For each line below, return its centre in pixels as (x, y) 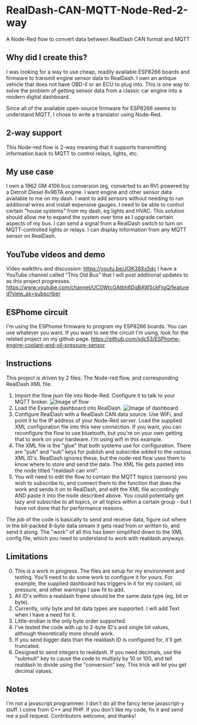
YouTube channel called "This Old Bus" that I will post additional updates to (97, 275)
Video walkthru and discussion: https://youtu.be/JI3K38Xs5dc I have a (91, 269)
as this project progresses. (38, 281)
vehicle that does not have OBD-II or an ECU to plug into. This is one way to (98, 84)
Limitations (27, 557)
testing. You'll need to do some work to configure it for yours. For (94, 577)
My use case (30, 172)
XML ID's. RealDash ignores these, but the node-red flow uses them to (100, 458)
